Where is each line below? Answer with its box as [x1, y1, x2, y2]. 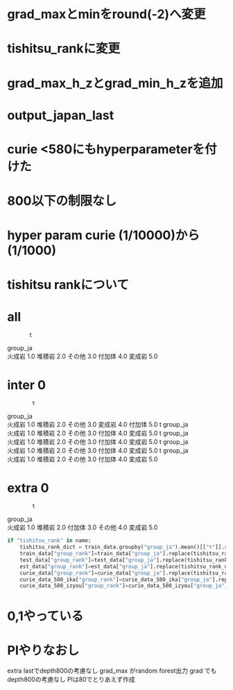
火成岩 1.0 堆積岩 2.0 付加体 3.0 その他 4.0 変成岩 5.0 [7, 523, 158, 532]
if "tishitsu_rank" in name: [7, 537, 92, 544]
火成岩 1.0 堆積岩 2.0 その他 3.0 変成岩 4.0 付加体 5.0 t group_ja [7, 420, 189, 429]
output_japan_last [7, 107, 114, 123]
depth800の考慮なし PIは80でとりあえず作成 [7, 675, 135, 684]
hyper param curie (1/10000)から [7, 227, 200, 243]
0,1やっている [7, 608, 84, 624]
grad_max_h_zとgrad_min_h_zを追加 [7, 75, 223, 91]
